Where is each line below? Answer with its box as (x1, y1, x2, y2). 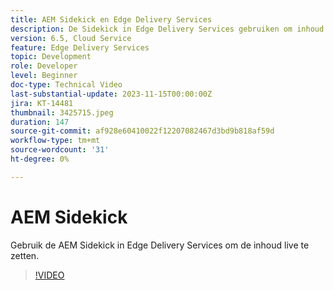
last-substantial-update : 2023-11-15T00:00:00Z (10, 89, 213, 99)
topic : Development (10, 52, 92, 62)
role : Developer (10, 61, 78, 71)
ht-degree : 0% (10, 154, 70, 164)
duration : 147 (10, 117, 70, 127)
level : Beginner (10, 71, 78, 81)
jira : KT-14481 (10, 98, 74, 108)
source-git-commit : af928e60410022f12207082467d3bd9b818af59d (10, 126, 275, 136)
